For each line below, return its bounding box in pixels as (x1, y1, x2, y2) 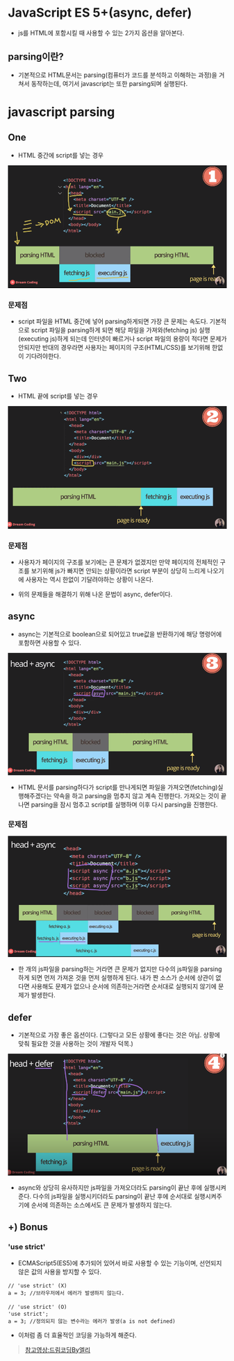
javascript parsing (8, 104, 115, 119)
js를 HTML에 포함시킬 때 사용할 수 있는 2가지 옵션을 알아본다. (17, 28, 185, 37)
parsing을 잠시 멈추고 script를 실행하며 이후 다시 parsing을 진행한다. (31, 800, 218, 809)
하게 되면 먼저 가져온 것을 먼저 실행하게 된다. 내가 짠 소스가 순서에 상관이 (17, 974, 215, 982)
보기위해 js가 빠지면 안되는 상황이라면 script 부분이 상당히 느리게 (31, 566, 206, 575)
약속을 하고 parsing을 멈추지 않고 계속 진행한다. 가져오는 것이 (53, 791, 219, 800)
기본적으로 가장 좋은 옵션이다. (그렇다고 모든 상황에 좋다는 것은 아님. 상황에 (17, 1031, 221, 1039)
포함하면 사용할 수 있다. (17, 639, 82, 647)
